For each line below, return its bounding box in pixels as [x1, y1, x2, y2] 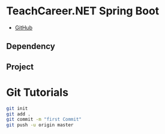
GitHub [14, 24, 33, 31]
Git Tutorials [6, 86, 69, 99]
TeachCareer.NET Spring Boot [6, 4, 160, 18]
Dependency [6, 41, 55, 51]
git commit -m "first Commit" [6, 117, 82, 123]
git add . [6, 111, 31, 117]
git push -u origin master [6, 122, 74, 128]
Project [6, 62, 34, 72]
